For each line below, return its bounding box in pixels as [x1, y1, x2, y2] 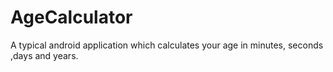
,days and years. [10, 49, 79, 61]
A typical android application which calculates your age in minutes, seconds [10, 39, 324, 51]
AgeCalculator [10, 6, 133, 29]
